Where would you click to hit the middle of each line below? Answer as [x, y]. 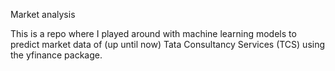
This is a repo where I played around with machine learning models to [153, 33]
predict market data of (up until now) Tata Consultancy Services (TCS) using [168, 44]
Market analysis [43, 14]
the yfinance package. [56, 55]
